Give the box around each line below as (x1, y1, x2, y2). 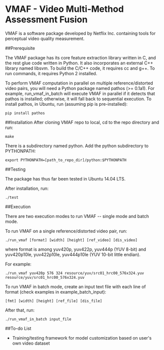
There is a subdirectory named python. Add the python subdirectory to (5, 142, 149, 149)
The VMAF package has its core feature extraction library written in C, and (5, 54, 156, 60)
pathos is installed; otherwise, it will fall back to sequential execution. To (5, 95, 152, 102)
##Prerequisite (5, 45, 35, 51)
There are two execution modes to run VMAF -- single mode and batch (5, 213, 149, 219)
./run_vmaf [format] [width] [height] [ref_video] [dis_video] (5, 237, 138, 243)
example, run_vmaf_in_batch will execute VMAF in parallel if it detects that (5, 90, 155, 96)
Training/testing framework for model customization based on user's (12, 335, 152, 341)
